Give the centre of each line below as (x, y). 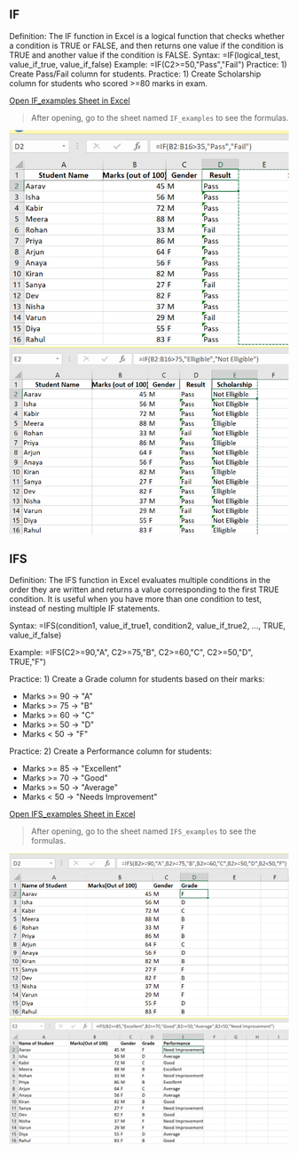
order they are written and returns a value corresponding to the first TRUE (144, 589)
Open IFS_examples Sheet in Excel (72, 814)
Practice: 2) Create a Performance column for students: (111, 751)
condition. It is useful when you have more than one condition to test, (136, 599)
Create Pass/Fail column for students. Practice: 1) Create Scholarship (135, 74)
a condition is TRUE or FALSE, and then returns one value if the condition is (146, 45)
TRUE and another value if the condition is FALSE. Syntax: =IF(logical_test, (145, 55)
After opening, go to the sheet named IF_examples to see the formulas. (160, 117)
